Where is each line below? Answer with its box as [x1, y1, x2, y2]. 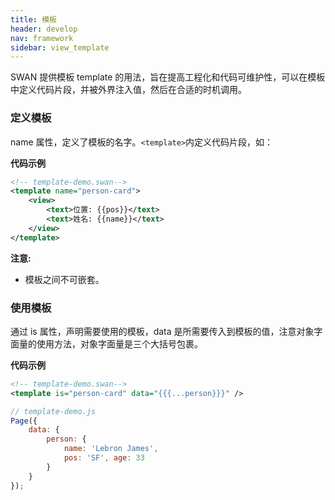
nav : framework [10, 33, 74, 43]
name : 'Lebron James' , [63, 444, 159, 454]
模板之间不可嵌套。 [24, 273, 105, 285]
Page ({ [10, 416, 38, 426]
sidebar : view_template [10, 42, 110, 53]
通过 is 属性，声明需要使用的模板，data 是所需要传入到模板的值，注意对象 [10, 325, 315, 337]
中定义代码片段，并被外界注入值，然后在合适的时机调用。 [10, 84, 247, 96]
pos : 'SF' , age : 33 [63, 453, 145, 463]
